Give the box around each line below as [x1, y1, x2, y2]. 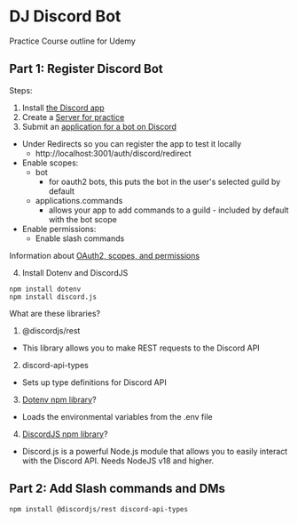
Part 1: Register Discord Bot [9, 61, 164, 76]
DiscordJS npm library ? [21, 429, 108, 439]
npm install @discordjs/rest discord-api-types [9, 504, 189, 513]
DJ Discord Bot [9, 6, 122, 27]
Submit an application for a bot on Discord [21, 121, 177, 132]
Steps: [9, 84, 33, 95]
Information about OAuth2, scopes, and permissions [9, 250, 200, 261]
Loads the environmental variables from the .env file [21, 411, 213, 422]
